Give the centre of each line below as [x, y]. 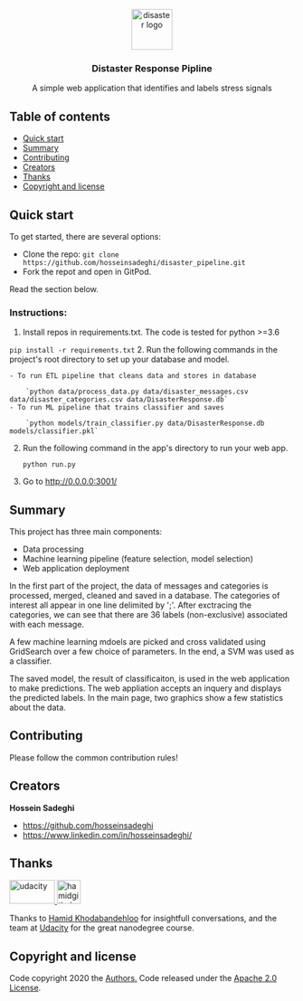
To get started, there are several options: [85, 236]
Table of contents [60, 116]
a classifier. [31, 661]
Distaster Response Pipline [152, 68]
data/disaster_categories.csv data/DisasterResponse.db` [119, 400]
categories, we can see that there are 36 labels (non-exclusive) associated [148, 615]
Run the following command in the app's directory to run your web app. [155, 449]
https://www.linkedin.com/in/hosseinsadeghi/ [107, 835]
